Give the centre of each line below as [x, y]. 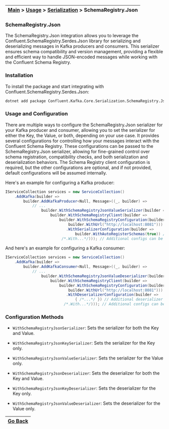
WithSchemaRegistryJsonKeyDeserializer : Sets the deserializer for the [84, 388]
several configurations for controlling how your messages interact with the [82, 141]
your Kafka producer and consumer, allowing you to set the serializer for [80, 130]
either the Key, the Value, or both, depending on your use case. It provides [82, 135]
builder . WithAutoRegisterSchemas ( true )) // [121, 234]
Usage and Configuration [36, 114]
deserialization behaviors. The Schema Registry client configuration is [78, 162]
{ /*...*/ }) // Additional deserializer [119, 299]
